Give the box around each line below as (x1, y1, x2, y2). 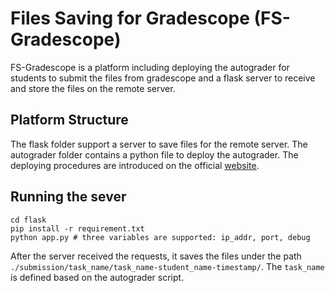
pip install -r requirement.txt (10, 223, 145, 234)
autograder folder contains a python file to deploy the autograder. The (10, 148, 299, 161)
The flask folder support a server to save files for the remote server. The (10, 138, 308, 150)
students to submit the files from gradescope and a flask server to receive (10, 72, 316, 84)
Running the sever (10, 188, 127, 206)
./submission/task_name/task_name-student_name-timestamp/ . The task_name (10, 260, 325, 272)
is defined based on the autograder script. (10, 271, 185, 283)
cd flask (10, 215, 47, 225)
